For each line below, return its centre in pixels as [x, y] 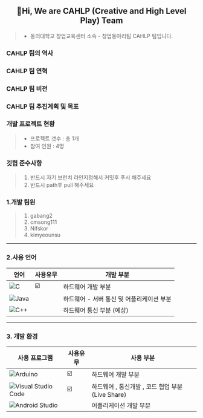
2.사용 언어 [21, 258]
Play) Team [101, 21]
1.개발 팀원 [21, 202]
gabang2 [41, 216]
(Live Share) [109, 394]
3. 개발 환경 [22, 336]
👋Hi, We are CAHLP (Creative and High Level [101, 11]
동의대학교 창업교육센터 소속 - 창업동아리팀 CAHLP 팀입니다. [101, 36]
